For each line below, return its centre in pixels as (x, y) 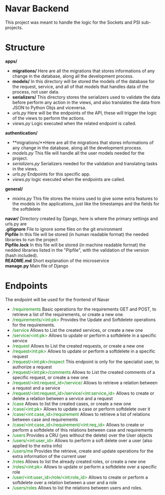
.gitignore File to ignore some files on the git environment (64, 229)
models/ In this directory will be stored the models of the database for (83, 81)
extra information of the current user (49, 456)
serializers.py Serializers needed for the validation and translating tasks (85, 163)
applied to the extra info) (37, 446)
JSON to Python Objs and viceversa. (49, 107)
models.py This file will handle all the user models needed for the (78, 153)
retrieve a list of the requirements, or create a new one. (68, 314)
